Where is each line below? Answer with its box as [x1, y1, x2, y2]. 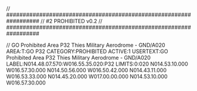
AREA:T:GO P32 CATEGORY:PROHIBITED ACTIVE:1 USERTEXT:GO [6, 48, 168, 55]
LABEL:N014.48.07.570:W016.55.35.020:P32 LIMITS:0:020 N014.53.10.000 [6, 60, 189, 67]
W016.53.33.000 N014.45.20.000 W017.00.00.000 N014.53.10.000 [6, 73, 168, 80]
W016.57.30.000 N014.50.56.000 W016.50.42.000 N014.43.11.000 [6, 67, 167, 73]
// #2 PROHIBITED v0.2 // [40, 18, 103, 24]
